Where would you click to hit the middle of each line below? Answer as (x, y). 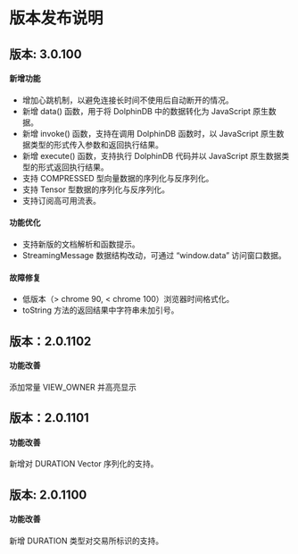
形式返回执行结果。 (73, 167)
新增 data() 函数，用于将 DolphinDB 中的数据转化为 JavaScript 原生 (145, 111)
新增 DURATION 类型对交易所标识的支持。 (86, 541)
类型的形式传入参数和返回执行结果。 (96, 145)
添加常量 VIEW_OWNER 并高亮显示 (73, 387)
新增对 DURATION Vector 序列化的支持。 (84, 464)
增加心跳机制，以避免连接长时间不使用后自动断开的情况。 (128, 100)
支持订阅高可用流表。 (61, 200)
